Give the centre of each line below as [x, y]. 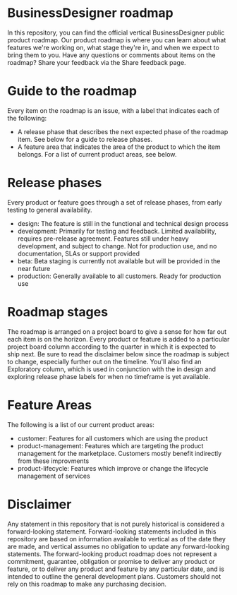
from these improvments [53, 461]
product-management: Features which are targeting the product [110, 445]
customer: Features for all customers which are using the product [113, 438]
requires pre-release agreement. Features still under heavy [103, 239]
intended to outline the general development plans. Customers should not [114, 576]
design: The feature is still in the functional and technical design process [123, 223]
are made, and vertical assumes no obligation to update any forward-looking [119, 546]
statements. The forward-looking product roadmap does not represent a [112, 554]
